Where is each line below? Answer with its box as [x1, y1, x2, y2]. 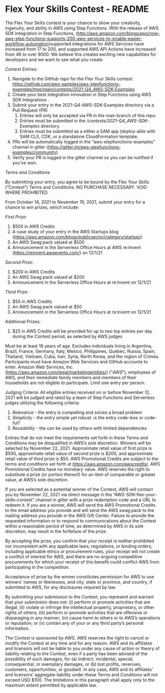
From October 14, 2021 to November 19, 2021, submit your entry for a [5, 199, 145, 205]
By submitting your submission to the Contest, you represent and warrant [5, 594, 154, 600]
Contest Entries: [5, 66, 38, 72]
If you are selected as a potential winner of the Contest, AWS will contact [5, 486, 153, 492]
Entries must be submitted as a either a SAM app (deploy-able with [19, 128, 156, 134]
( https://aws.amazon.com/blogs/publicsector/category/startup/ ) [12, 234, 143, 240]
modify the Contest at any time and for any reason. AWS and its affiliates [5, 640, 153, 646]
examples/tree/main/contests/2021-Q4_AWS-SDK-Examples [12, 86, 135, 92]
